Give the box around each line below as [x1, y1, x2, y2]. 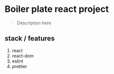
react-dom [11, 53, 34, 59]
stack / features [4, 34, 55, 43]
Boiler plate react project [4, 3, 109, 15]
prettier [11, 63, 27, 69]
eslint [11, 58, 23, 64]
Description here [16, 20, 52, 26]
